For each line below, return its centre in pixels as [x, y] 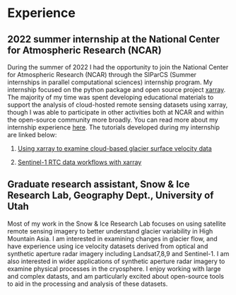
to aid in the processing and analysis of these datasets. [88, 284]
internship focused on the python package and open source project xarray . [117, 89]
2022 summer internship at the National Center [114, 39]
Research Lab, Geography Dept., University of [111, 196]
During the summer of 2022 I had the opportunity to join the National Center [118, 67]
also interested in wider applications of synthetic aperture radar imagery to [116, 261]
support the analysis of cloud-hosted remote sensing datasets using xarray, [118, 105]
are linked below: [32, 135]
